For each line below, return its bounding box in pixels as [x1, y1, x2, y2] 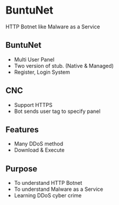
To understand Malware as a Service [14, 186, 104, 193]
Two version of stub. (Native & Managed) [14, 62, 114, 69]
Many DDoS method [14, 140, 63, 148]
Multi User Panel [14, 56, 55, 63]
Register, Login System [14, 69, 70, 76]
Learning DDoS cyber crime [14, 192, 82, 199]
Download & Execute [14, 147, 65, 154]
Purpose [5, 164, 38, 174]
